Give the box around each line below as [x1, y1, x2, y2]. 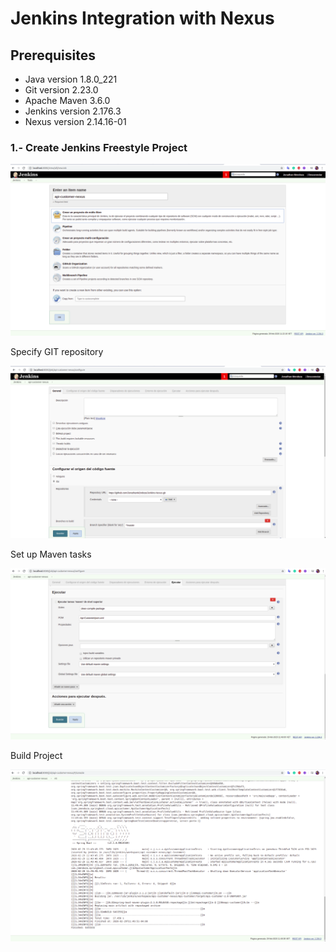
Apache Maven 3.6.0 [24, 95, 111, 106]
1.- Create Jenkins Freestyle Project [10, 140, 188, 154]
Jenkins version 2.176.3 [24, 105, 122, 117]
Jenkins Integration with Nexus [10, 7, 275, 30]
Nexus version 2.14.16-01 [24, 116, 127, 127]
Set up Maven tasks [10, 548, 92, 561]
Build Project [10, 749, 63, 761]
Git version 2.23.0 [24, 84, 99, 96]
